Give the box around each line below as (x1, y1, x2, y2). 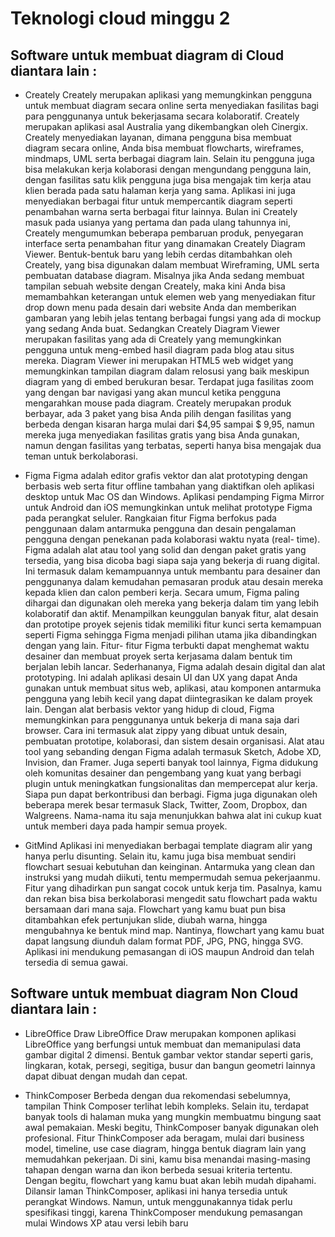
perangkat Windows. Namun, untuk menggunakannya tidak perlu (24, 1195, 293, 1207)
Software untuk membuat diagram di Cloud (10, 47, 285, 64)
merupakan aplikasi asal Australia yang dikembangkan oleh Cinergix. (24, 121, 308, 132)
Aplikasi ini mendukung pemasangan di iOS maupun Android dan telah (24, 946, 315, 957)
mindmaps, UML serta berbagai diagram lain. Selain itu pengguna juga (24, 153, 315, 164)
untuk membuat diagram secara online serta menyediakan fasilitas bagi (24, 100, 320, 111)
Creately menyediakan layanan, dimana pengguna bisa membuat (24, 132, 292, 143)
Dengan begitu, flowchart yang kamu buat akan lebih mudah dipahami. (24, 1174, 317, 1186)
